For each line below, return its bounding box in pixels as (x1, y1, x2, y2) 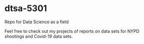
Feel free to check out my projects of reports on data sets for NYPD (4, 28, 140, 34)
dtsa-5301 (4, 3, 47, 14)
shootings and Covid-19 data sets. (4, 33, 73, 39)
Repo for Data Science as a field (4, 19, 69, 25)
